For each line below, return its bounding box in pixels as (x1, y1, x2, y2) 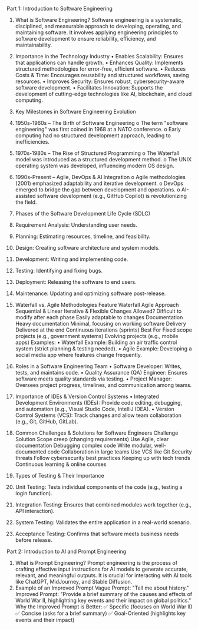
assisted (15, 193, 36, 199)
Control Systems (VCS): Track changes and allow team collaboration (15, 412, 181, 419)
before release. (15, 537, 52, 544)
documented (15, 448, 47, 455)
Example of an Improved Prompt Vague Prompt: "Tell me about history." (15, 584, 189, 591)
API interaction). (15, 508, 55, 514)
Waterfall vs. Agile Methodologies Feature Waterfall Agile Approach (15, 302, 179, 308)
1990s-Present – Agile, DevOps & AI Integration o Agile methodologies (15, 174, 186, 180)
